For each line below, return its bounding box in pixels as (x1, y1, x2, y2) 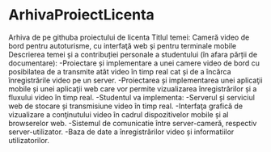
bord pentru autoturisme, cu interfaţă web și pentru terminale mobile (8, 40, 237, 50)
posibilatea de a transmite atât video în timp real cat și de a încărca (8, 66, 232, 76)
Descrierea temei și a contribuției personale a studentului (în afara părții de (8, 49, 257, 59)
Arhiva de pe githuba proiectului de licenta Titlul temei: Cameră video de (8, 32, 250, 42)
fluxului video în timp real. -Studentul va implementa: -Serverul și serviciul (8, 92, 255, 102)
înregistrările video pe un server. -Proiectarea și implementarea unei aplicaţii (8, 75, 263, 85)
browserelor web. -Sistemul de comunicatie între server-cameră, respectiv (8, 118, 257, 128)
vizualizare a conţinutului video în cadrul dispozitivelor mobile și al (8, 109, 229, 119)
